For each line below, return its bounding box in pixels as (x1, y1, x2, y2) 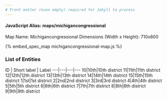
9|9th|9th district (5, 88, 40, 95)
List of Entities (5, 56, 41, 63)
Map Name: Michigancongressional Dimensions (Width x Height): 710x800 (5, 33, 159, 40)
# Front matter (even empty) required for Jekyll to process (5, 7, 135, 12)
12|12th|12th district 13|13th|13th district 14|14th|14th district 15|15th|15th (5, 73, 153, 79)
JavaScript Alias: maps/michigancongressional (5, 23, 106, 29)
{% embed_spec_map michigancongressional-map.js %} (5, 43, 122, 49)
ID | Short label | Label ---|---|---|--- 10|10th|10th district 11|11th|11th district (5, 67, 161, 73)
